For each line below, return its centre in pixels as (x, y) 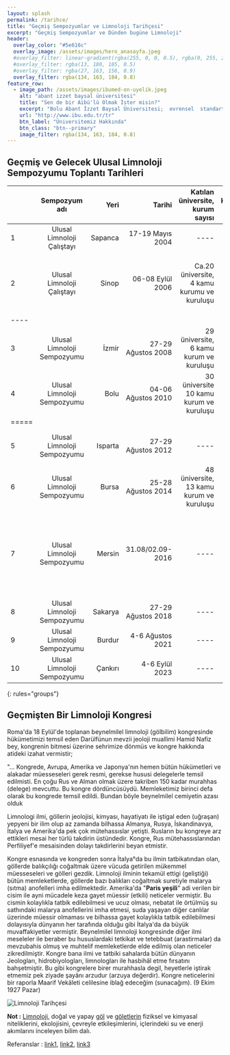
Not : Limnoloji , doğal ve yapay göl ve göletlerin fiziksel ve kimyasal (102, 1016)
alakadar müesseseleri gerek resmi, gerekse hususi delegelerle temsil (105, 774)
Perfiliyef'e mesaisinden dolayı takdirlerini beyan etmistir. (87, 846)
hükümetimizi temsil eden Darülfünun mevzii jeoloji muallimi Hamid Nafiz (110, 739)
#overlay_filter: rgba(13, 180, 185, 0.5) (75, 64)
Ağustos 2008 (149, 353)
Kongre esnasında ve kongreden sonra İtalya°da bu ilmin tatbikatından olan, (114, 859)
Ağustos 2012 (149, 450)
